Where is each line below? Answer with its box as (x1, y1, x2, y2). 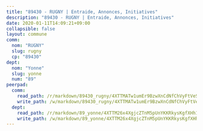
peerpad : (6, 82, 28, 88)
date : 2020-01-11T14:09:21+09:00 (6, 20, 91, 26)
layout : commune (6, 31, 47, 37)
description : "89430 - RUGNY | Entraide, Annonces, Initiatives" (6, 14, 174, 21)
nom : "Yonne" (11, 65, 45, 71)
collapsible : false (6, 25, 56, 32)
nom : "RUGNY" (11, 43, 45, 49)
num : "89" (11, 76, 36, 82)
